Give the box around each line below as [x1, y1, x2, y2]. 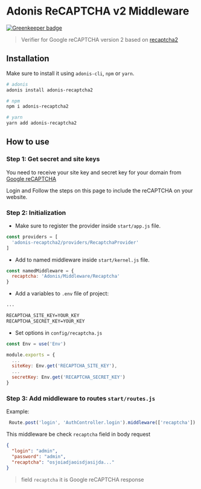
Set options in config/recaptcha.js [14, 329, 103, 336]
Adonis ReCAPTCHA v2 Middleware [6, 4, 190, 18]
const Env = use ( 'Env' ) [6, 341, 66, 347]
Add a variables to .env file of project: [14, 290, 109, 297]
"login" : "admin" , [11, 448, 59, 455]
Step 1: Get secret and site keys [6, 155, 100, 163]
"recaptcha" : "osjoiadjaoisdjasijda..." [11, 459, 115, 465]
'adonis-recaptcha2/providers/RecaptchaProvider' [11, 239, 139, 246]
